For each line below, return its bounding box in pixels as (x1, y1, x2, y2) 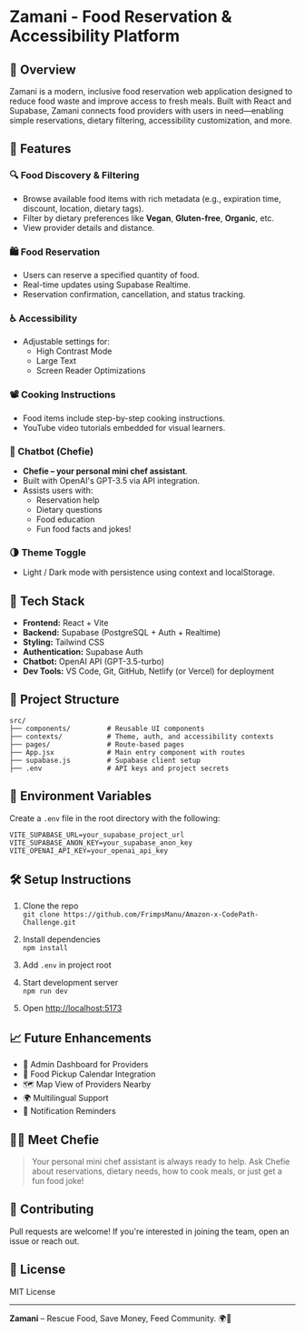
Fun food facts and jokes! (35, 523, 132, 534)
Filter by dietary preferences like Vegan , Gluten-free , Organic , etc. (22, 212, 275, 224)
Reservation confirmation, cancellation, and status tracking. (22, 288, 246, 299)
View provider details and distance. (22, 222, 155, 233)
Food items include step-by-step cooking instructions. (22, 412, 225, 424)
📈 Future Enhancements (9, 1030, 152, 1046)
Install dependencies (22, 934, 102, 945)
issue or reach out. (9, 1235, 80, 1247)
